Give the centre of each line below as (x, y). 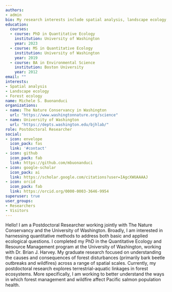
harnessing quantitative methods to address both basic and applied (77, 236)
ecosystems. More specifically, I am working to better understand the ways (85, 274)
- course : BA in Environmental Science (53, 63)
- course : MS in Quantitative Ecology (52, 48)
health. (13, 285)
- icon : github (22, 153)
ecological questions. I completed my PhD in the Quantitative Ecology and (83, 241)
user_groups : (19, 201)
